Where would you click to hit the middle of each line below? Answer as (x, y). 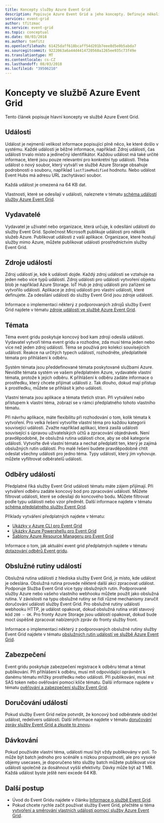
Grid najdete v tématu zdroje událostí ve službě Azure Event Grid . (71, 310)
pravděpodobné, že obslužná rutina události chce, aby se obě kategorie (77, 438)
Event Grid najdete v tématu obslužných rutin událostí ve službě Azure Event (82, 634)
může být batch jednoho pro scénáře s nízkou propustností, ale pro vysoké (80, 757)
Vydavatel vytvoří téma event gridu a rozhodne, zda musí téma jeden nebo (80, 342)
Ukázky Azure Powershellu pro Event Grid (54, 531)
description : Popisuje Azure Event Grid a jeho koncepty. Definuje (75, 14)
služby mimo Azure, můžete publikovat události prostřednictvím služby (76, 242)
